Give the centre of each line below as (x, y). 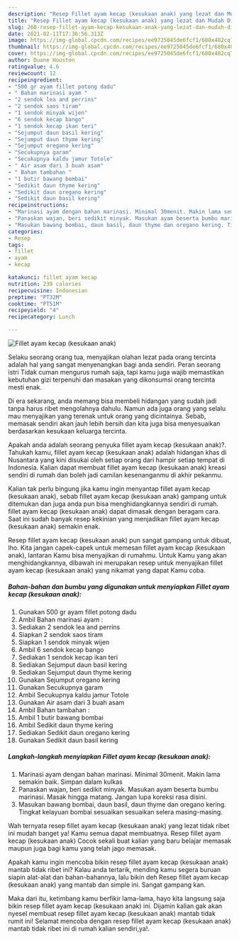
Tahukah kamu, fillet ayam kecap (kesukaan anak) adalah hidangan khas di (117, 452)
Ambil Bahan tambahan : (54, 709)
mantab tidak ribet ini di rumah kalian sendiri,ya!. (79, 928)
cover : (18, 54)
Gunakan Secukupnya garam (61, 687)
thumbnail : (24, 47)
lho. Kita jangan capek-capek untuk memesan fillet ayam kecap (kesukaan (117, 548)
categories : (26, 231)
